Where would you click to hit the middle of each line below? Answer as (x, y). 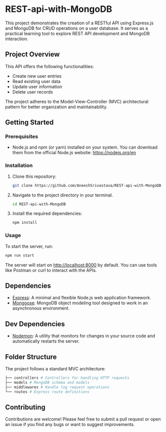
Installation (19, 166)
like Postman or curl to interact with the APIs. (51, 270)
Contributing (25, 407)
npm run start (20, 255)
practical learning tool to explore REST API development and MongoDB (78, 33)
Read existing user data (36, 81)
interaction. (17, 39)
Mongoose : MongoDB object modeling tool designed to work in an (80, 303)
